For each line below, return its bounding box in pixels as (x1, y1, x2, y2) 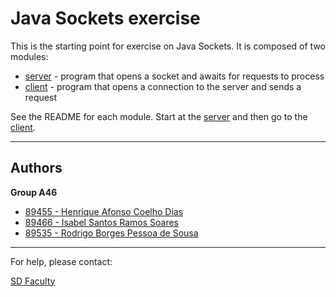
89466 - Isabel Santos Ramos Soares (24, 216, 179, 228)
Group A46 (10, 186, 58, 198)
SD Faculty (10, 275, 56, 287)
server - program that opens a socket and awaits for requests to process (24, 70, 325, 82)
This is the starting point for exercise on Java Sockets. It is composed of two (10, 40, 326, 52)
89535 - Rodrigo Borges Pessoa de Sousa (24, 227, 199, 239)
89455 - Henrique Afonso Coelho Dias (24, 205, 184, 217)
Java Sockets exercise (10, 7, 201, 30)
